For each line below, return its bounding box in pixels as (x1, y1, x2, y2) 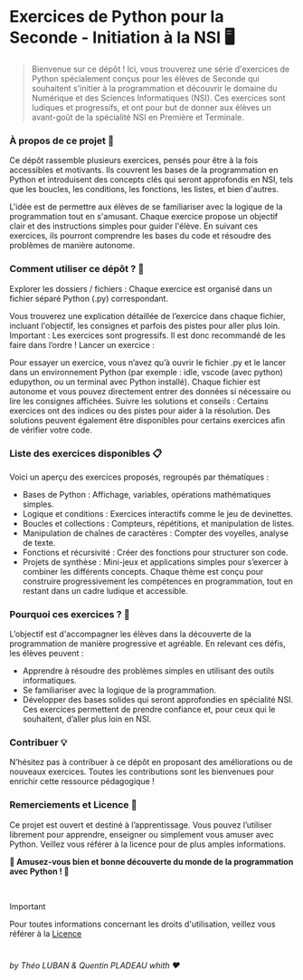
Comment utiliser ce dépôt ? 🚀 (9, 263, 145, 276)
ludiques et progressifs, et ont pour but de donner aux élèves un (31, 102, 271, 112)
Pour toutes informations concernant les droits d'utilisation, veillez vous (9, 918, 276, 929)
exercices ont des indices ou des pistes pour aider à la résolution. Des (9, 405, 271, 416)
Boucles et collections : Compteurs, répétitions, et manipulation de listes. (22, 518, 295, 529)
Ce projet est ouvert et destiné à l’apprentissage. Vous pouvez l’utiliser (9, 819, 272, 830)
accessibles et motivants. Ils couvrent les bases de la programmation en (9, 165, 279, 176)
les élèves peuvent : (9, 648, 84, 659)
